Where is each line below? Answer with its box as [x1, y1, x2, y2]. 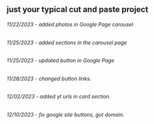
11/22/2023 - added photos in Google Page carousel [6, 20, 134, 28]
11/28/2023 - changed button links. [6, 75, 91, 82]
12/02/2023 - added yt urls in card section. [6, 93, 111, 100]
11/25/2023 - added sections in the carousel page [6, 39, 128, 46]
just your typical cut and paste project [6, 5, 149, 15]
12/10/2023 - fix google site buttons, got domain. [6, 111, 125, 118]
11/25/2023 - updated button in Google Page [6, 57, 115, 64]
